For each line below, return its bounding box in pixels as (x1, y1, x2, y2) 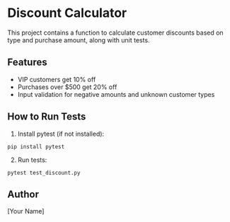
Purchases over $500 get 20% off (17, 83, 117, 91)
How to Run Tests (7, 111, 86, 123)
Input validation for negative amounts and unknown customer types (17, 90, 215, 98)
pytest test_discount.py (7, 169, 81, 176)
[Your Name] (7, 207, 45, 216)
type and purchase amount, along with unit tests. (7, 35, 150, 44)
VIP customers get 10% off (17, 75, 96, 83)
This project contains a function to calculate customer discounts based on (7, 28, 224, 37)
